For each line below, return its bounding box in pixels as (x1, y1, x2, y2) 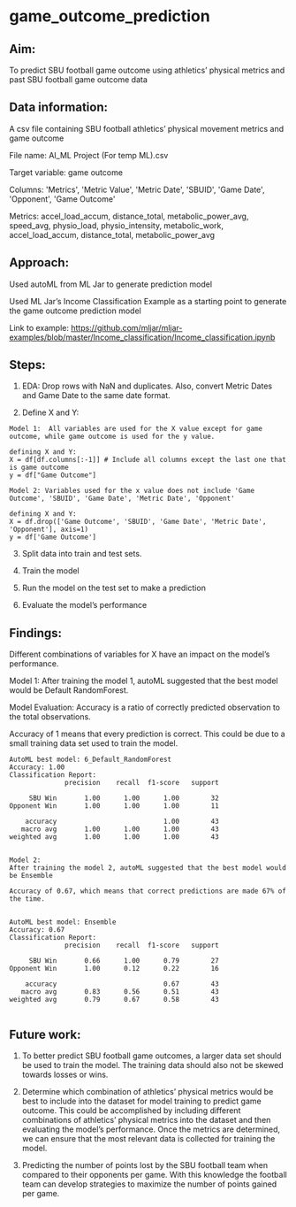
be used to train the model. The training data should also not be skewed (21, 1060, 285, 1071)
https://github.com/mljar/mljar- (70, 322, 183, 333)
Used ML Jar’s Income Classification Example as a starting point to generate (9, 296, 287, 306)
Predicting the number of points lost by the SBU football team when (21, 1160, 268, 1171)
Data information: (9, 100, 109, 115)
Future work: (9, 1026, 81, 1042)
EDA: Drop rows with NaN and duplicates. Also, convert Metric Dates (21, 381, 272, 391)
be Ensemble (9, 872, 53, 880)
